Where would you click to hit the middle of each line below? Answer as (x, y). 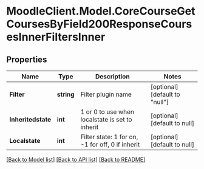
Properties (27, 59)
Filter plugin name (106, 94)
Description (112, 76)
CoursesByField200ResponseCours (99, 24)
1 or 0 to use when (107, 112)
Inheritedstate (30, 119)
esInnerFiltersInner (56, 37)
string (66, 94)
